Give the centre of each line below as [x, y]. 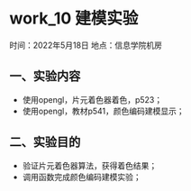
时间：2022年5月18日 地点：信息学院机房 [86, 45]
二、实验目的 [45, 142]
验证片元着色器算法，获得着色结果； [90, 165]
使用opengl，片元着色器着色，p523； [92, 99]
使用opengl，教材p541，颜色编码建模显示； [103, 111]
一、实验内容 [45, 76]
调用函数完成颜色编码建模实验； [82, 177]
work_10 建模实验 [74, 18]
